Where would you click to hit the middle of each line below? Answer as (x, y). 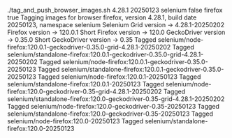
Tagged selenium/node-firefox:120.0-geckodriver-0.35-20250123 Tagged (114, 106)
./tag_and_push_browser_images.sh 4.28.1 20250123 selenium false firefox (115, 10)
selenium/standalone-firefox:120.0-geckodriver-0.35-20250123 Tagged (110, 114)
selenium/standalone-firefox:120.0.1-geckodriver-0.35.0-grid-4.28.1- (106, 54)
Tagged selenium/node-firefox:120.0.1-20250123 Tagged (119, 77)
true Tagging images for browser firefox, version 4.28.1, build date (102, 17)
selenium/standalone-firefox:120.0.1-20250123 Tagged (86, 84)
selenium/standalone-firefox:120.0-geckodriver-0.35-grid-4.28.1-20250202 (116, 99)
